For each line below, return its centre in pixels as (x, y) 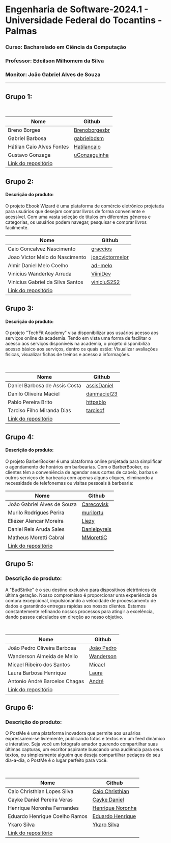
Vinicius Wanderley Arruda (40, 273)
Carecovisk (95, 504)
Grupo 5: (20, 564)
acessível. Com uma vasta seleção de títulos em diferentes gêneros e (78, 217)
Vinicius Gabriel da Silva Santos (46, 282)
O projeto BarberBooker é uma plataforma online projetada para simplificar (84, 461)
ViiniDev (101, 273)
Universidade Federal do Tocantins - (84, 20)
